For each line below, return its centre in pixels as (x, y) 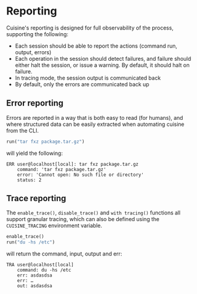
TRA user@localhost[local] (40, 265)
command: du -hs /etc (44, 270)
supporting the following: (37, 34)
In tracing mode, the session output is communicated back (88, 78)
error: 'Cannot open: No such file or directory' (81, 175)
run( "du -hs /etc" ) (31, 242)
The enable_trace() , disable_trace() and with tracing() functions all (93, 213)
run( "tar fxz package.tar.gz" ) (45, 142)
